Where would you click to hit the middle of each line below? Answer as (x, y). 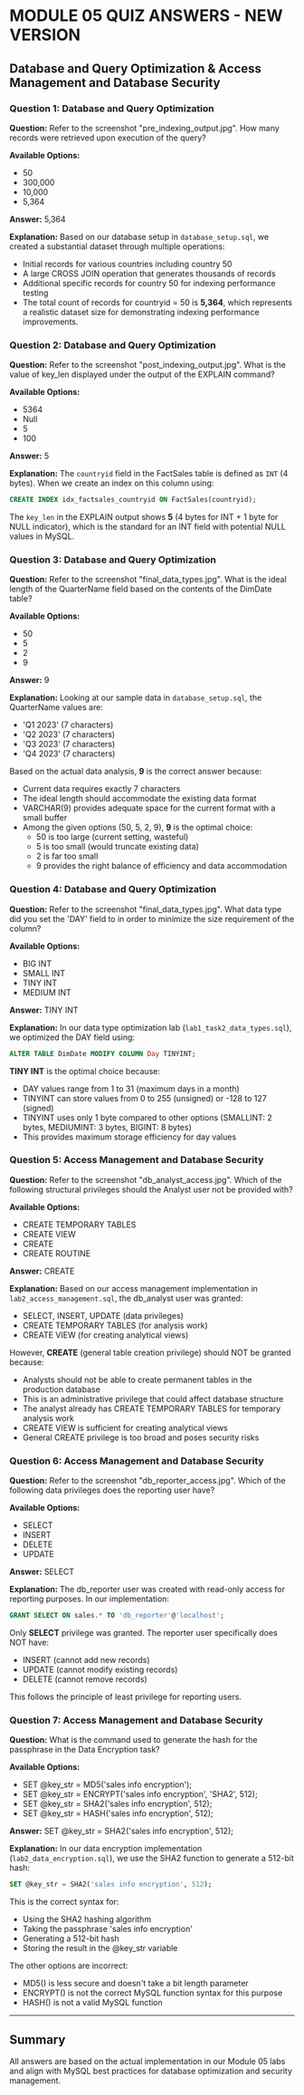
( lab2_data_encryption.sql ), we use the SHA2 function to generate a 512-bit (152, 1859)
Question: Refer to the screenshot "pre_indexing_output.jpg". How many (145, 128)
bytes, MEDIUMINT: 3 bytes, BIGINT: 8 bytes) (107, 1127)
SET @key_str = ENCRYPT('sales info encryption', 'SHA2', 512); (140, 1794)
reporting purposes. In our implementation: (90, 1599)
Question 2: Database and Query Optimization (113, 345)
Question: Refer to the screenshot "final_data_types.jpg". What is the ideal (148, 580)
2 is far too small (67, 856)
